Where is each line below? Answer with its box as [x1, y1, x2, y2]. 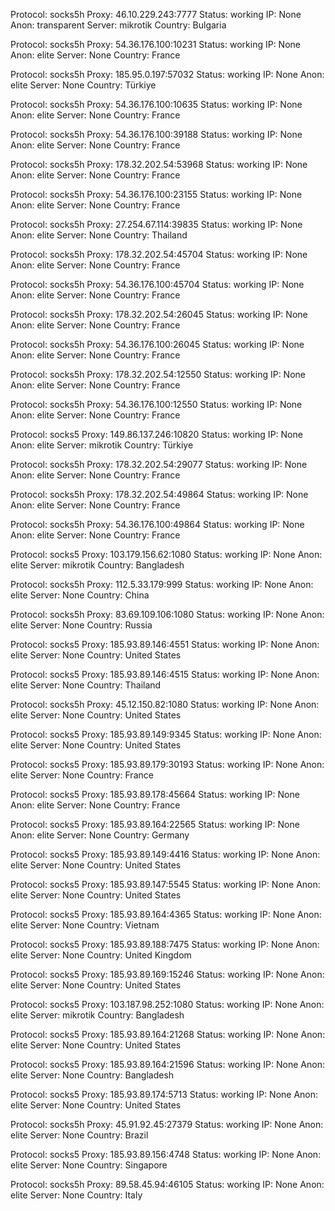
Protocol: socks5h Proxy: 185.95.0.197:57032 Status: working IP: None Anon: [10, 69, 325, 80]
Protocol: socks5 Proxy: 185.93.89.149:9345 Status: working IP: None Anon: [10, 729, 322, 740]
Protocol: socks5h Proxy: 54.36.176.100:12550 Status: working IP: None [10, 399, 303, 410]
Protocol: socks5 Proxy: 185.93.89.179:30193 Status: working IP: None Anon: [10, 759, 325, 770]
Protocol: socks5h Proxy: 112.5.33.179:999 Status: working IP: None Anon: [10, 579, 314, 590]
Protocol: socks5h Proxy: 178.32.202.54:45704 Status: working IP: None [10, 249, 308, 260]
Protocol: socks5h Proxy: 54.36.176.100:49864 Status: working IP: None [10, 519, 305, 530]
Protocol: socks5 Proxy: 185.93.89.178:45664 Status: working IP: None [10, 789, 300, 800]
